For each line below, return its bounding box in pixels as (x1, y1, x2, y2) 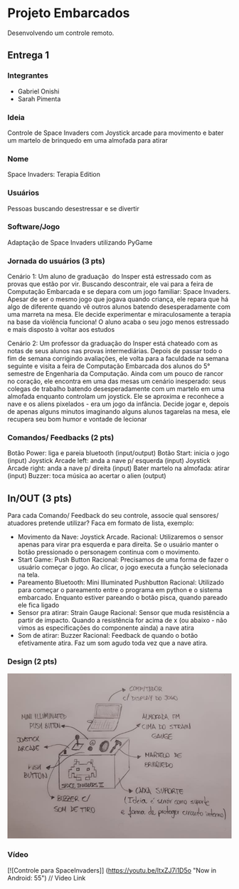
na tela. (17, 571, 40, 579)
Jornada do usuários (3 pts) (7, 255, 105, 265)
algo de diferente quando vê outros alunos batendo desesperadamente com (7, 303, 231, 311)
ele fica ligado (17, 601, 60, 609)
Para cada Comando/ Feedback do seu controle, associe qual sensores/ (7, 512, 219, 520)
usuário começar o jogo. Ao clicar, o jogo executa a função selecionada (17, 563, 228, 571)
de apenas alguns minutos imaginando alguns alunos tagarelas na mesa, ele (7, 407, 231, 416)
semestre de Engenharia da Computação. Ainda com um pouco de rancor (7, 370, 224, 378)
